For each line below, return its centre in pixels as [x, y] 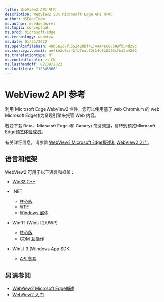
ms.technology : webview [29, 37]
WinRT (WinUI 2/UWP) [35, 222]
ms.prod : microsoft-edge [30, 32]
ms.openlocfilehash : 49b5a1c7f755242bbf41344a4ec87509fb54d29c [71, 46]
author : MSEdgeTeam [25, 19]
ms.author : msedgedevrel [30, 23]
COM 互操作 [32, 239]
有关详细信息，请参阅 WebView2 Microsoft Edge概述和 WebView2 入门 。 [79, 142]
